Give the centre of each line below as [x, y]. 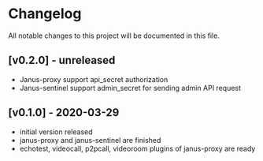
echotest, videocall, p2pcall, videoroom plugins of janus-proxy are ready [137, 148]
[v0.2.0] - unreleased [62, 60]
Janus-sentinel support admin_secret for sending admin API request [130, 88]
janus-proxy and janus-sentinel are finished [90, 140]
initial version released [56, 132]
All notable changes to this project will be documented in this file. [114, 36]
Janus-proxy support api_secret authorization [94, 79]
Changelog [45, 14]
